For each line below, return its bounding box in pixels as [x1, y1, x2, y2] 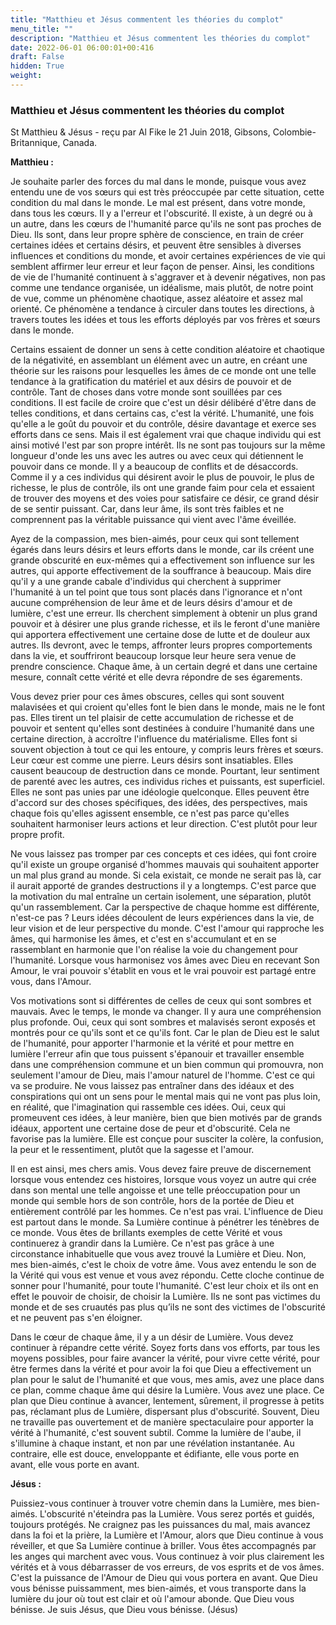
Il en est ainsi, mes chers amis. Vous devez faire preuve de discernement [10, 1163, 312, 1175]
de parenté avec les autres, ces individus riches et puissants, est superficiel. [10, 776, 326, 788]
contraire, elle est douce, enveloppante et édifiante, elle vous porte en [10, 1448, 300, 1460]
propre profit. [10, 829, 65, 841]
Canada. [62, 137, 98, 149]
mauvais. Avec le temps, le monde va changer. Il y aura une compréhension [10, 1006, 322, 1018]
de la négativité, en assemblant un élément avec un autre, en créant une [10, 354, 308, 366]
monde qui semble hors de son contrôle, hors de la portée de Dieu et [10, 1195, 295, 1207]
